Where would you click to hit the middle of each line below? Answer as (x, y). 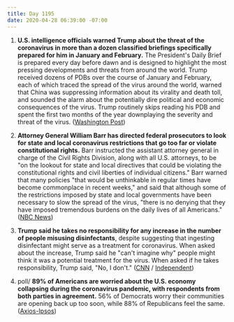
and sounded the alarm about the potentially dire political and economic (121, 99)
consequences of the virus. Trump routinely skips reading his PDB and (119, 107)
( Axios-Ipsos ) (37, 311)
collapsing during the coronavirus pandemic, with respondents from (118, 288)
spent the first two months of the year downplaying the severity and (115, 114)
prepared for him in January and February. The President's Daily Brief (119, 55)
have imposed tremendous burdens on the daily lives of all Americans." (119, 210)
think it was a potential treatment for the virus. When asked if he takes (118, 260)
